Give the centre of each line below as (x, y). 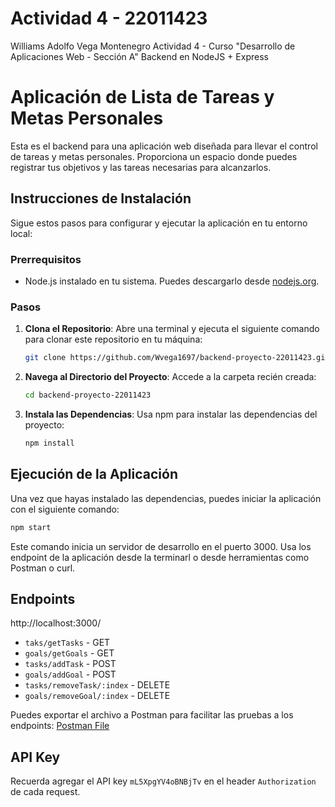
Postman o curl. (43, 568)
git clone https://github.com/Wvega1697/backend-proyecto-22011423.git (177, 358)
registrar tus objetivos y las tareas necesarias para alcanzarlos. (141, 167)
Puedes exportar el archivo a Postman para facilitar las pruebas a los (152, 715)
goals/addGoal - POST (70, 674)
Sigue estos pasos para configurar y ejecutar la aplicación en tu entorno (159, 223)
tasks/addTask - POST (70, 664)
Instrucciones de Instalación (101, 198)
